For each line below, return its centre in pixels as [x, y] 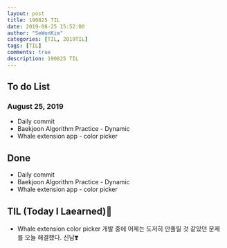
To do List [29, 87]
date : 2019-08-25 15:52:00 [46, 26]
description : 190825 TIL [43, 59]
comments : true [29, 53]
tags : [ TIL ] [24, 46]
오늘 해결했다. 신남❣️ [52, 238]
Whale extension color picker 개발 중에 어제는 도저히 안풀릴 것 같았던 [112, 229]
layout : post [26, 14]
